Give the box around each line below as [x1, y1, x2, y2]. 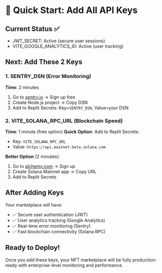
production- [132, 256, 157, 263]
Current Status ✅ [5, 25, 60, 33]
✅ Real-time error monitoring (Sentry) [12, 223, 91, 229]
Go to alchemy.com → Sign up [12, 163, 75, 169]
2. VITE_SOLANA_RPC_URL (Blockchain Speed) [5, 117, 123, 124]
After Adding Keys [5, 189, 64, 197]
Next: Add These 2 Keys [5, 58, 83, 66]
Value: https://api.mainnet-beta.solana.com [12, 143, 106, 150]
